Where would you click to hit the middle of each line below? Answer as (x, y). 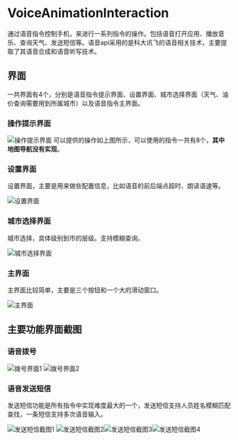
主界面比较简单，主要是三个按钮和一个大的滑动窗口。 (85, 290)
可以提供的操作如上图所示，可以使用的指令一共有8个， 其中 (139, 141)
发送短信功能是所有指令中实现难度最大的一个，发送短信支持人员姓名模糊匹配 (119, 405)
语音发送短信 (29, 388)
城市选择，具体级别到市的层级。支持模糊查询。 (75, 238)
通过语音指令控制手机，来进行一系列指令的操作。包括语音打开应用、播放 (113, 33)
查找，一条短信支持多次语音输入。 (57, 414)
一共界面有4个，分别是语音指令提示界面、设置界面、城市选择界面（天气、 (115, 94)
